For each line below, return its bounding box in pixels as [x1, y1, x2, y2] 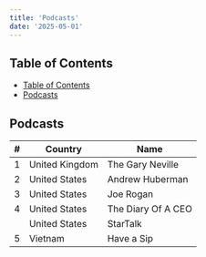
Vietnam [28, 232, 66, 245]
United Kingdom [28, 159, 98, 171]
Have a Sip [107, 232, 153, 245]
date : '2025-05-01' [9, 22, 84, 31]
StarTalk [107, 218, 143, 231]
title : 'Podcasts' [9, 13, 79, 23]
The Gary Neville [107, 159, 180, 171]
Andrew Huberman [107, 173, 189, 186]
